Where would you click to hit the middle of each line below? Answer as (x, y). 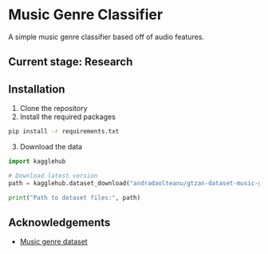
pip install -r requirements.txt (64, 132)
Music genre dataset (53, 242)
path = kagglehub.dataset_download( (69, 183)
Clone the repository (53, 109)
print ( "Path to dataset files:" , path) (75, 197)
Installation (37, 89)
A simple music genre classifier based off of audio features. (106, 37)
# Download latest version (53, 176)
